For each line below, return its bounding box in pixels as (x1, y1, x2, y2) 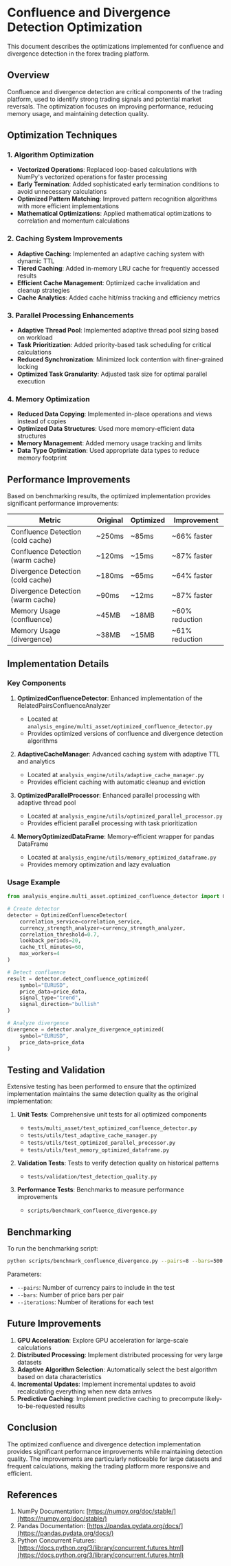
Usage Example (7, 877, 60, 887)
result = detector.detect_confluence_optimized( (7, 975, 149, 982)
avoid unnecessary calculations (16, 188, 107, 196)
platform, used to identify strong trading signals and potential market (7, 95, 201, 103)
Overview (7, 69, 50, 81)
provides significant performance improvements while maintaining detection (7, 1447, 223, 1455)
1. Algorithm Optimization (7, 150, 94, 159)
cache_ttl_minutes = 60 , (19, 943, 85, 951)
